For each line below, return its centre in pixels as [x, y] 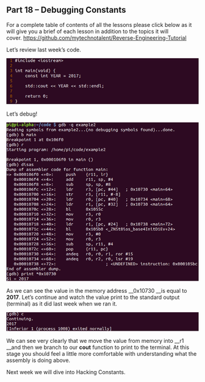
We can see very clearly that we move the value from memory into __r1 [95, 341]
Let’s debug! [22, 114]
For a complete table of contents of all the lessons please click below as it [99, 24]
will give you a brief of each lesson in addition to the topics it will [88, 31]
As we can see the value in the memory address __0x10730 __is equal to [97, 291]
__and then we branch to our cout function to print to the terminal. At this [98, 347]
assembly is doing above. [38, 361]
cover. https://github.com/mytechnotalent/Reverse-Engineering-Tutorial [97, 38]
